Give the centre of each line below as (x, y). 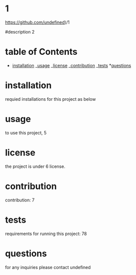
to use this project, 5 (26, 133)
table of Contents (41, 52)
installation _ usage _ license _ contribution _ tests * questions (72, 65)
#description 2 (20, 32)
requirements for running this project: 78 (46, 234)
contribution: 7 (20, 200)
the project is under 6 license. (35, 166)
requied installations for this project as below (51, 99)
